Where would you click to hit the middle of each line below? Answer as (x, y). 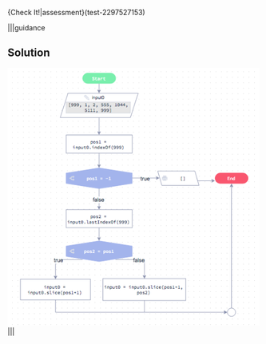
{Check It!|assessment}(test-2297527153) (76, 12)
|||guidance (26, 28)
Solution (29, 53)
